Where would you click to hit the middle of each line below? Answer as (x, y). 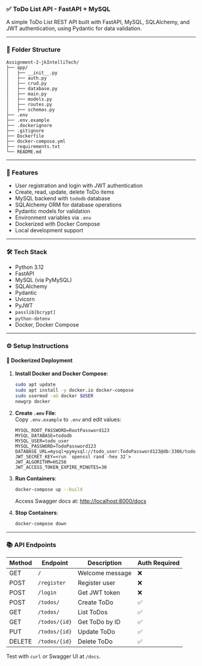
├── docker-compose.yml (36, 141)
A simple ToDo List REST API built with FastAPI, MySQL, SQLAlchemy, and (98, 22)
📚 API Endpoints (31, 545)
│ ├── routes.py (29, 104)
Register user (96, 582)
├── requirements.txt (33, 146)
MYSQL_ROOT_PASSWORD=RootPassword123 (62, 430)
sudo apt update (35, 385)
